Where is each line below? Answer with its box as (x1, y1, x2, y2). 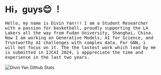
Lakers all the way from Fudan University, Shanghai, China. (5, 30, 154, 36)
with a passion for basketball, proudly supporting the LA (5, 25, 149, 31)
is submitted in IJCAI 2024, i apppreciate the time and (5, 49, 144, 55)
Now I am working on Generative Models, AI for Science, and (5, 35, 154, 40)
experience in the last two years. (5, 54, 90, 60)
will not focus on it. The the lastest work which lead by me (5, 44, 156, 50)
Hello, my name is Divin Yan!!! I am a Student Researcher (5, 20, 149, 26)
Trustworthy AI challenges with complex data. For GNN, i (5, 39, 146, 45)
